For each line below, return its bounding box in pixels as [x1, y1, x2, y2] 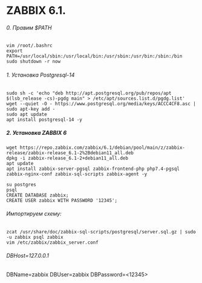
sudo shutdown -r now [6, 59, 61, 65]
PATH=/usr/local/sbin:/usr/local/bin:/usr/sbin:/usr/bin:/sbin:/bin [6, 53, 183, 59]
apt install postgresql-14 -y [6, 116, 83, 123]
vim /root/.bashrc [6, 43, 53, 49]
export [6, 48, 23, 54]
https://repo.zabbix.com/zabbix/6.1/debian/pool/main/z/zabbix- [19, 145, 186, 151]
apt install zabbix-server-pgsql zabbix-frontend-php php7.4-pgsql [6, 166, 180, 172]
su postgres [6, 181, 36, 187]
